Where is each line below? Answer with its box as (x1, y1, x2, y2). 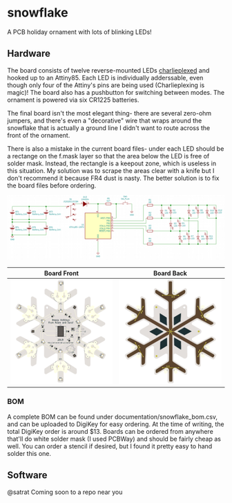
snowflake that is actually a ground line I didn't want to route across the (7, 123, 211, 132)
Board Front (43, 268, 79, 277)
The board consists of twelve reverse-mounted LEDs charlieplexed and (7, 66, 210, 74)
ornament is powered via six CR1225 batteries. (7, 95, 139, 104)
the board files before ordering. (7, 181, 97, 190)
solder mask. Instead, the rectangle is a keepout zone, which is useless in (7, 159, 216, 167)
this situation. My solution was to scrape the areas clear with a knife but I (7, 166, 215, 174)
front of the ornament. (7, 131, 70, 139)
